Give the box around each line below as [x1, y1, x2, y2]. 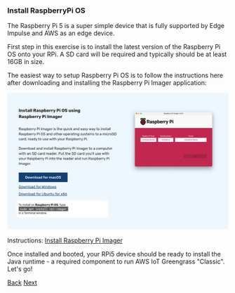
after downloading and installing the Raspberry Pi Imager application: [7, 79, 207, 87]
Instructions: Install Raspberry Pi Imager [7, 236, 123, 245]
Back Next [7, 278, 37, 287]
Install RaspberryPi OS [7, 6, 86, 15]
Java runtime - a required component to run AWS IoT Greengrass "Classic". [7, 257, 225, 266]
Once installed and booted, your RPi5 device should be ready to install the [7, 249, 221, 258]
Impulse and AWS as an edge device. [7, 29, 115, 37]
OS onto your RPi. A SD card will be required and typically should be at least [7, 50, 227, 58]
